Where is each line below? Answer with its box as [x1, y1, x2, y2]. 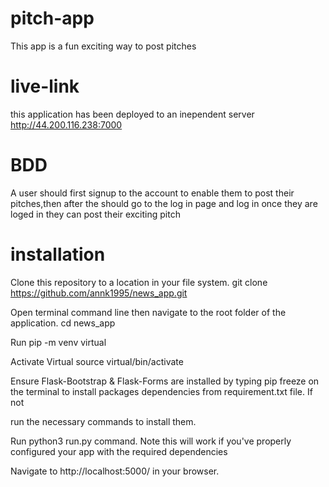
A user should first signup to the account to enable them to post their [10, 187, 295, 199]
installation [10, 243, 106, 266]
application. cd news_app [10, 317, 116, 329]
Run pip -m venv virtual [10, 336, 107, 348]
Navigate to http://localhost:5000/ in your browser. [10, 465, 220, 477]
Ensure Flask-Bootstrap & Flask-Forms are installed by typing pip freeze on [10, 375, 320, 387]
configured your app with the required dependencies [10, 445, 228, 457]
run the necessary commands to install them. [10, 415, 197, 427]
